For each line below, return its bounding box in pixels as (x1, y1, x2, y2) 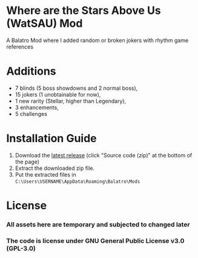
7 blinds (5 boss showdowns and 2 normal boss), (15, 84, 138, 92)
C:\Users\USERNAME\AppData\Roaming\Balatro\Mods (15, 178, 140, 185)
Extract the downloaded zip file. (15, 165, 95, 172)
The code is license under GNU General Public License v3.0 (6, 236, 185, 245)
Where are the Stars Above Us (6, 4, 162, 18)
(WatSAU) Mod (6, 16, 83, 30)
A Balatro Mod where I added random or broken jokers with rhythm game (6, 36, 189, 44)
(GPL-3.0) (6, 244, 36, 253)
